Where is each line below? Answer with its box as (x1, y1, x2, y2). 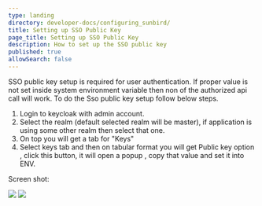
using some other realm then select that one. (19, 125, 165, 134)
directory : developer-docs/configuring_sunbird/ (8, 19, 171, 27)
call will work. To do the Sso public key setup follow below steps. (8, 94, 219, 103)
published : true (8, 48, 61, 56)
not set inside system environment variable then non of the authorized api (8, 85, 248, 94)
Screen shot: (8, 174, 50, 183)
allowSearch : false (8, 56, 72, 64)
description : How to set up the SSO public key (8, 41, 168, 49)
